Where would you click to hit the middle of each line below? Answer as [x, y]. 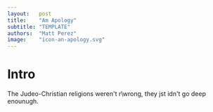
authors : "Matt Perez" [42, 33]
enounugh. [23, 101]
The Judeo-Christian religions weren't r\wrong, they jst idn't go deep [106, 94]
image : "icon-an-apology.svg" [56, 40]
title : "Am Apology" [42, 20]
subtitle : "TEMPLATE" [39, 27]
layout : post [30, 14]
